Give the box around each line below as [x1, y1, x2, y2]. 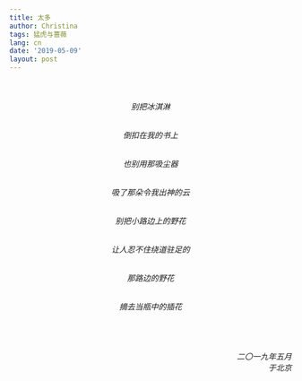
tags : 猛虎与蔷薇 [9, 30, 67, 39]
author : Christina [9, 22, 78, 30]
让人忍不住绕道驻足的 [111, 244, 190, 255]
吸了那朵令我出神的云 [111, 186, 190, 197]
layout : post [9, 55, 58, 64]
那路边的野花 [126, 273, 175, 283]
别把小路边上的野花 [115, 215, 186, 226]
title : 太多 [9, 13, 51, 22]
